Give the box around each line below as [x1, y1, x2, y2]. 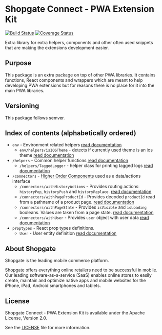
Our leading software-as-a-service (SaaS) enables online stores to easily [5, 272, 152, 278]
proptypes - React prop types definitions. [12, 225, 95, 231]
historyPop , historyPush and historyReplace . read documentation [19, 189, 152, 194]
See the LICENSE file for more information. [5, 325, 91, 330]
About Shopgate [5, 244, 56, 253]
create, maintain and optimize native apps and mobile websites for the [5, 278, 146, 284]
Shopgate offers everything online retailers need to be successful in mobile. [5, 267, 158, 273]
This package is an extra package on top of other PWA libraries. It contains [5, 72, 156, 78]
